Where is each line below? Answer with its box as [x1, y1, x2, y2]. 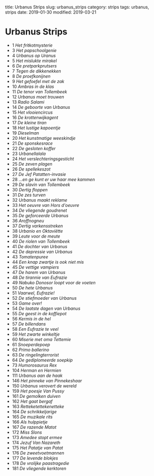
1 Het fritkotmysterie [12, 42, 53, 48]
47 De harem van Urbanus [12, 269, 66, 275]
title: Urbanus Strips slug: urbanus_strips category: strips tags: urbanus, [5, 4, 149, 10]
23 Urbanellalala [12, 151, 46, 156]
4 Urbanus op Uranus [12, 52, 56, 58]
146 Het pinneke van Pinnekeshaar [12, 377, 83, 383]
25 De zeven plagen [12, 161, 52, 167]
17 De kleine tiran [12, 119, 47, 125]
